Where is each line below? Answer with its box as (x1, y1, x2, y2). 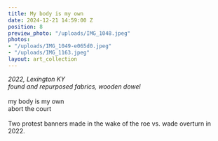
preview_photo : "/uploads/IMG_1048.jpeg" (8, 29, 131, 37)
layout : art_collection (8, 56, 78, 63)
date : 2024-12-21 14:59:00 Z (8, 17, 93, 24)
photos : (8, 36, 31, 43)
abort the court (8, 104, 52, 112)
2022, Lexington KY (8, 75, 65, 83)
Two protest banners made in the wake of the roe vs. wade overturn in (8, 119, 212, 128)
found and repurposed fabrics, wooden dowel (8, 82, 141, 91)
